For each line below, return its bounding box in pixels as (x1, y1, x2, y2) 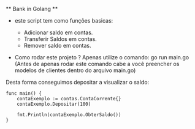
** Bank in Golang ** (6, 6, 58, 12)
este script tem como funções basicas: (14, 17, 113, 24)
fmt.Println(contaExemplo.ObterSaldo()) (17, 112, 121, 118)
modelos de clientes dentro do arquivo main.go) (14, 67, 136, 74)
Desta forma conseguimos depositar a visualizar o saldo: (6, 79, 150, 86)
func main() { (6, 90, 42, 97)
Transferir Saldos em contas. (23, 35, 97, 42)
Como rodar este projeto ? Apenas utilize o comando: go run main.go (14, 54, 189, 61)
